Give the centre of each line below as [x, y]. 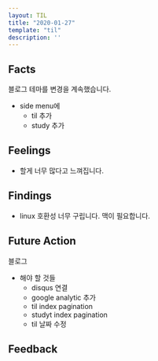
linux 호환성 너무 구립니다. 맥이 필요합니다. [85, 215]
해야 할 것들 [38, 278]
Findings [30, 196]
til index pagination [62, 306]
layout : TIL [28, 15]
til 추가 [42, 116]
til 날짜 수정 [49, 324]
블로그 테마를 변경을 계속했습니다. [60, 89]
